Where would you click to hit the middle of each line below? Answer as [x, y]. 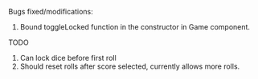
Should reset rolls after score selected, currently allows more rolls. [130, 66]
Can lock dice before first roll [68, 58]
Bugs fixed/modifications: [51, 12]
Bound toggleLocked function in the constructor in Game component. [135, 27]
